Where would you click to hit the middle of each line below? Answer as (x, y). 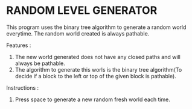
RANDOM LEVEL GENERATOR (82, 11)
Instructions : (23, 87)
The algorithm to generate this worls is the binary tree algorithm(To (98, 69)
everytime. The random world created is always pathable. (78, 33)
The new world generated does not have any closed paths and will (98, 57)
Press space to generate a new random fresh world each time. (93, 99)
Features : (19, 45)
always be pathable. (40, 63)
